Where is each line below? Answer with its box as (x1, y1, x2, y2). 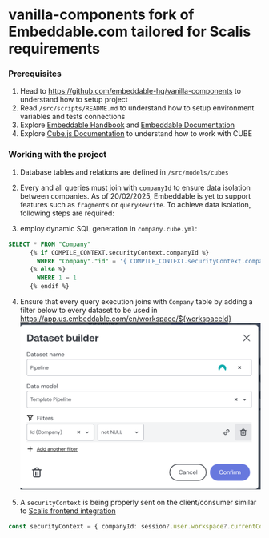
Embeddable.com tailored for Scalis (8, 22, 251, 41)
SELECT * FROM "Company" (8, 240, 91, 248)
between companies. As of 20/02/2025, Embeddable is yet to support (19, 191, 251, 201)
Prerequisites (8, 68, 62, 79)
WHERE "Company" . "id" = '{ (37, 257, 127, 265)
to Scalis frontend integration (19, 506, 116, 516)
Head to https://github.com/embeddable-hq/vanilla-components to (19, 86, 242, 96)
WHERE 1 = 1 (37, 274, 78, 282)
